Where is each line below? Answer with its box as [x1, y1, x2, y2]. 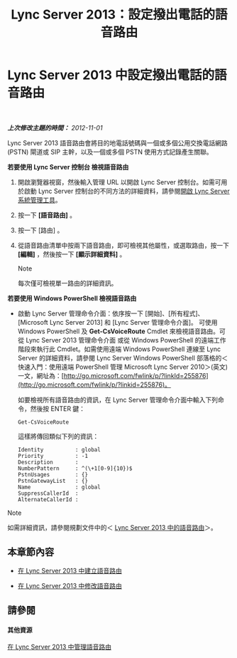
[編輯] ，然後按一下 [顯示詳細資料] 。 [17, 250, 126, 258]
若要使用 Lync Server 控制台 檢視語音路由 [7, 162, 129, 171]
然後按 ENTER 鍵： [30, 404, 86, 413]
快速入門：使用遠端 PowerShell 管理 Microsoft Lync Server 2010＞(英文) [17, 362, 228, 371]
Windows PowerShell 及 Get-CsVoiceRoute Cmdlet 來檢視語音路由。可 [17, 327, 226, 335]
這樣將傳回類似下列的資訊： [17, 432, 99, 440]
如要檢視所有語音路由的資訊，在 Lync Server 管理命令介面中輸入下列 [17, 395, 219, 404]
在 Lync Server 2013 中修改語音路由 [17, 581, 123, 590]
